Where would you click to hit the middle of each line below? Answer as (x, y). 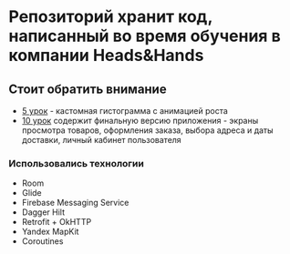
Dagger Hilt (43, 212)
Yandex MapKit (50, 232)
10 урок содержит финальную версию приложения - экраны (140, 121)
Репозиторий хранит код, (111, 17)
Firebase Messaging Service (75, 203)
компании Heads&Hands (106, 56)
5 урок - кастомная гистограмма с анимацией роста (125, 111)
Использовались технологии (77, 163)
